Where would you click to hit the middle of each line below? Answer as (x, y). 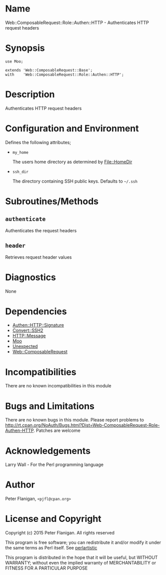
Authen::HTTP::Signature (38, 325)
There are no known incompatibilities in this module (58, 386)
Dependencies (36, 311)
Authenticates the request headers (41, 230)
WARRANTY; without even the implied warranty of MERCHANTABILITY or (81, 563)
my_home (20, 152)
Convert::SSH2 (28, 330)
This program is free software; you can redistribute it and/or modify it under (83, 542)
